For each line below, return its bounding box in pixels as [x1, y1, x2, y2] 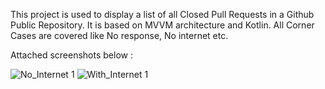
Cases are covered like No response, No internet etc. [10, 30, 229, 41]
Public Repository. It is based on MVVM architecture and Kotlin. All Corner [10, 19, 315, 31]
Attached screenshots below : [10, 49, 133, 61]
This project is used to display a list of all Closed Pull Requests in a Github [10, 9, 315, 20]
